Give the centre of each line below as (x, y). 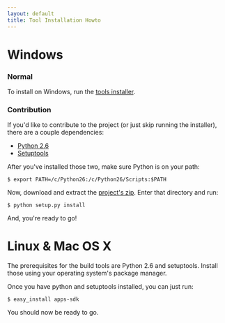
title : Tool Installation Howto (54, 20)
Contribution (29, 110)
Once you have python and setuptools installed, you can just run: (100, 287)
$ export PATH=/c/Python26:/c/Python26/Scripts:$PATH (87, 180)
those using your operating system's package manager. (87, 273)
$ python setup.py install (46, 205)
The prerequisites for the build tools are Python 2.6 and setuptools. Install (113, 266)
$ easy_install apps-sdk (43, 300)
